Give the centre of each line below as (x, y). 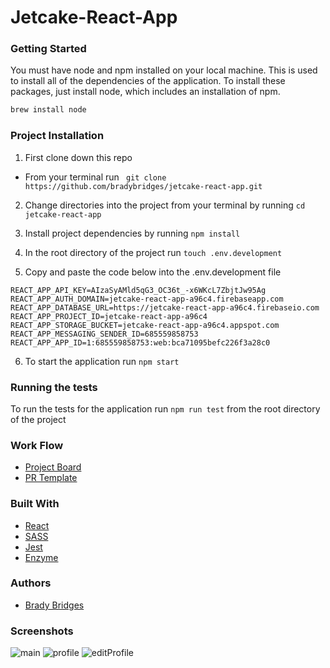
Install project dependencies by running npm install (132, 233)
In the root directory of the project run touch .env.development (153, 252)
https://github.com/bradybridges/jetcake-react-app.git (143, 186)
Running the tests (54, 387)
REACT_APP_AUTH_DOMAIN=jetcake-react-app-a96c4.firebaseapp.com (147, 299)
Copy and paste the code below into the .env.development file (153, 272)
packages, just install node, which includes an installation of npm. (145, 92)
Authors (31, 583)
